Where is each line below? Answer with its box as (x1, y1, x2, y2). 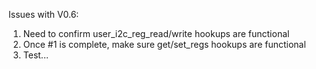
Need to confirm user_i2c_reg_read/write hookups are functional (22, 28, 290, 39)
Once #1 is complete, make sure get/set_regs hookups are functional (22, 39, 306, 50)
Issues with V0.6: (8, 9, 80, 20)
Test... (22, 49, 49, 61)
